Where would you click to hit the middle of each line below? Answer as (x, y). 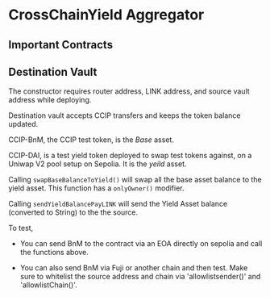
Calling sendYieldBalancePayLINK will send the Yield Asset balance (118, 204)
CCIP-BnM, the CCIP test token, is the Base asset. (91, 140)
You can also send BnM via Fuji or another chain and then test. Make (134, 268)
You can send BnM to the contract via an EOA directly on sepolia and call (141, 244)
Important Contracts (61, 45)
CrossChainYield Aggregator (106, 15)
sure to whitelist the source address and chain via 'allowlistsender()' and (140, 277)
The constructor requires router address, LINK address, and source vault (129, 91)
